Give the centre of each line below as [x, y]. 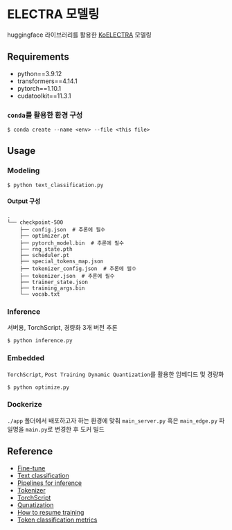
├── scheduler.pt [45, 255]
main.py [36, 430]
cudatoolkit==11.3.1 [44, 96]
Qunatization [35, 505]
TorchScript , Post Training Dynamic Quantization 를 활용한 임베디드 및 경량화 [116, 374]
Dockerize [25, 405]
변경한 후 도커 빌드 [80, 429]
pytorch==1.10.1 [39, 88]
